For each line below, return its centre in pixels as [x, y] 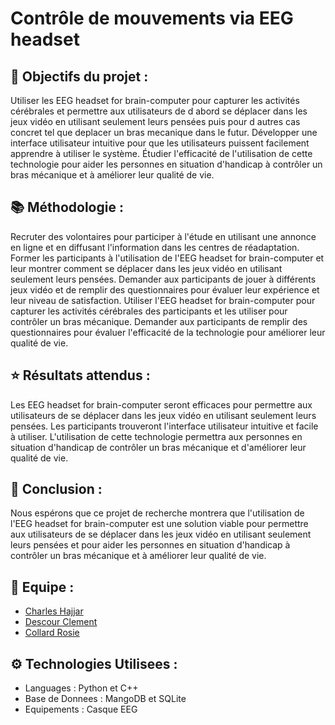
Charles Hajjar [54, 611]
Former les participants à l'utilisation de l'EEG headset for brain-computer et [167, 258]
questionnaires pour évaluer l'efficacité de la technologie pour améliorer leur [168, 332]
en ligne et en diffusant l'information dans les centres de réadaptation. [155, 247]
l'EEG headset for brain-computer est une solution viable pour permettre [159, 524]
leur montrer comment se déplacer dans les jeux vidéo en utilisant [146, 268]
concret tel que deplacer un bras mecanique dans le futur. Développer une [164, 132]
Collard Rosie [52, 633]
